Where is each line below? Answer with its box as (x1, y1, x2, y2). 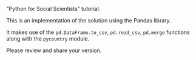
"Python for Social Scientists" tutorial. (6, 5, 101, 12)
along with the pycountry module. (6, 35, 90, 42)
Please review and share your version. (6, 47, 102, 54)
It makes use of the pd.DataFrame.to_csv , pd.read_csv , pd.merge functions (6, 28, 190, 36)
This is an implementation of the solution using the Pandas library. (6, 17, 171, 24)
